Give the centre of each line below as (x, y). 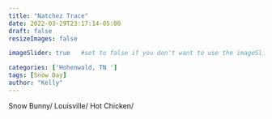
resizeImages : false (43, 38)
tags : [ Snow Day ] (38, 75)
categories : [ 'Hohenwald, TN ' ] (63, 68)
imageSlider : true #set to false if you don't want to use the (121, 53)
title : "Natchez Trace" (49, 16)
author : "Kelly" (36, 83)
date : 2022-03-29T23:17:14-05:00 (65, 23)
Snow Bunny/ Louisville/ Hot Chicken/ (71, 105)
